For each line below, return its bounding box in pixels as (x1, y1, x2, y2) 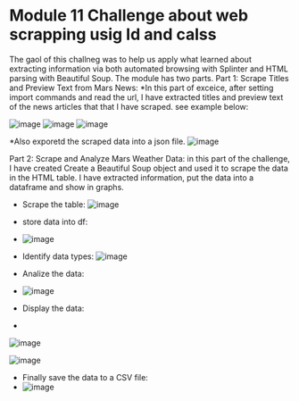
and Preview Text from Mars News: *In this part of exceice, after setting (9, 82, 274, 93)
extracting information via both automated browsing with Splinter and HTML (9, 63, 288, 74)
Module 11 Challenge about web (9, 5, 248, 26)
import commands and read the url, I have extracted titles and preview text (9, 91, 284, 103)
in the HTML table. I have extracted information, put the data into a (9, 171, 254, 183)
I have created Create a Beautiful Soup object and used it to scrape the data (9, 163, 288, 173)
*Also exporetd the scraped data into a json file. (9, 136, 186, 146)
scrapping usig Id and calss (9, 24, 217, 45)
